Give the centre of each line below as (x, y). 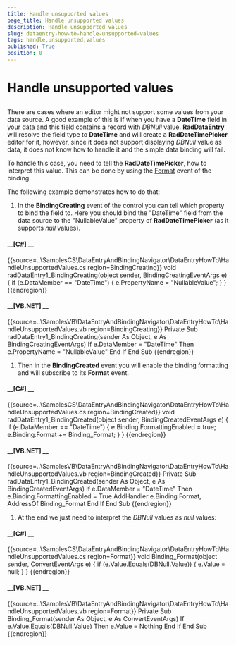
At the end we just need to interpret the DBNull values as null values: (117, 517)
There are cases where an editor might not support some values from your (116, 112)
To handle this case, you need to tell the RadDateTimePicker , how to (107, 164)
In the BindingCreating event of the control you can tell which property (121, 206)
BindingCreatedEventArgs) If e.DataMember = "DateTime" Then (100, 489)
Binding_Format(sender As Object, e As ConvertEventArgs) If (96, 618)
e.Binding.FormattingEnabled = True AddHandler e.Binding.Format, (105, 496)
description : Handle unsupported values (68, 27)
